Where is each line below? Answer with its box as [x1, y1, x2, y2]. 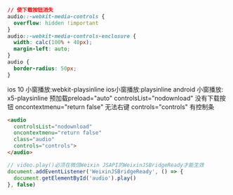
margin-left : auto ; [13, 45, 71, 52]
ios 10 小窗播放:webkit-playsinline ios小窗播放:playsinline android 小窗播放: [7, 85, 224, 94]
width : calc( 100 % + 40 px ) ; [13, 39, 93, 46]
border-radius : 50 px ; [13, 65, 77, 72]
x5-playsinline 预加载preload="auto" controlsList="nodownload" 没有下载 [7, 94, 220, 102]
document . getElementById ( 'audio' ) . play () [13, 175, 137, 182]
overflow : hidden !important [13, 20, 99, 27]
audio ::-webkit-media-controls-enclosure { [7, 32, 137, 40]
